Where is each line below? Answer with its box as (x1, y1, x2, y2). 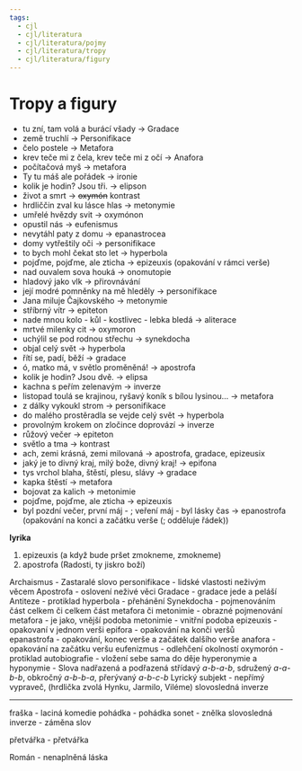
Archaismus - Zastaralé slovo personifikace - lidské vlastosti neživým (9, 576, 267, 587)
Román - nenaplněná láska (9, 751, 109, 762)
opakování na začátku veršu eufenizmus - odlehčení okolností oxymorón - (9, 643, 284, 654)
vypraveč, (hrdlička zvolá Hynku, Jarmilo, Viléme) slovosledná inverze (9, 681, 269, 692)
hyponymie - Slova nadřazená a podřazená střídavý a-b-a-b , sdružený (9, 662, 272, 673)
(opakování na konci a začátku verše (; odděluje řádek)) (22, 514, 229, 526)
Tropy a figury (9, 93, 118, 114)
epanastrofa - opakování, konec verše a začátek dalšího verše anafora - (9, 634, 276, 644)
